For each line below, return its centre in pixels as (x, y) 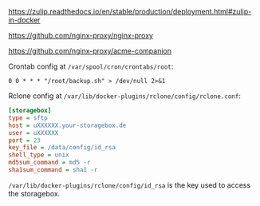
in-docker (24, 20)
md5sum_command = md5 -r (49, 163)
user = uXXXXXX (33, 133)
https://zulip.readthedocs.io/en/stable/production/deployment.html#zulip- (130, 12)
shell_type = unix (39, 155)
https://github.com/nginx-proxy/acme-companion (90, 51)
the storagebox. (34, 193)
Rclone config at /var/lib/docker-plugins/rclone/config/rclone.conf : (124, 96)
